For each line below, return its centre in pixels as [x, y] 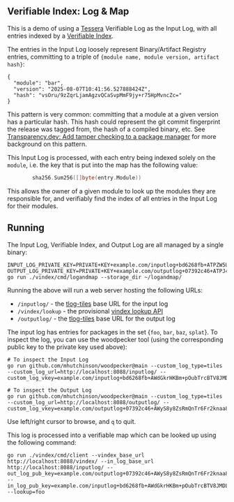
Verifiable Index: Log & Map [68, 12]
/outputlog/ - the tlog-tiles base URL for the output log [96, 318]
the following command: [42, 442]
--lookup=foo [26, 492]
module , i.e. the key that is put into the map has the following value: [103, 165]
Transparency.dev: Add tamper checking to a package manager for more [112, 136]
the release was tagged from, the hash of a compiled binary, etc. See [106, 129]
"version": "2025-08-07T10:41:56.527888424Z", [82, 89]
